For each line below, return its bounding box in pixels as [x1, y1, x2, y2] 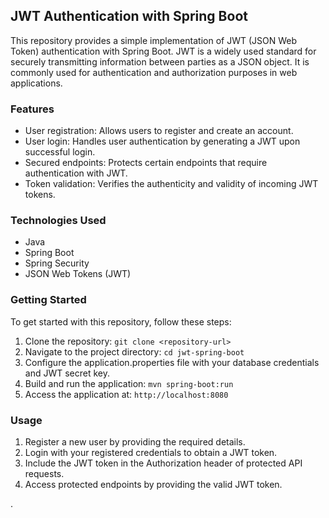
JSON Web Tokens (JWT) [24, 268, 132, 280]
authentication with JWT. [24, 167, 128, 179]
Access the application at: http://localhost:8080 [24, 388, 229, 400]
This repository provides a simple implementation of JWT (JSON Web [10, 34, 297, 46]
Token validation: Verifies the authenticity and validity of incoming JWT [24, 178, 319, 190]
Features [10, 102, 55, 116]
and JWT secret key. [24, 367, 111, 379]
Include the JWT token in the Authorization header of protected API [24, 457, 303, 469]
